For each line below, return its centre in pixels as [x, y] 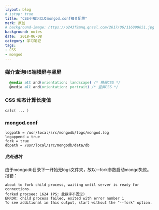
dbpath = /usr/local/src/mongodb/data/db [47, 145]
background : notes [23, 32]
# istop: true [19, 14]
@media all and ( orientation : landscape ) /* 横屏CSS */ [65, 83]
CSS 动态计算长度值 [28, 100]
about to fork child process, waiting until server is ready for [72, 185]
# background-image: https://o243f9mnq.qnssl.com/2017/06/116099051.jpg [80, 28]
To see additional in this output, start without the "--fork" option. [79, 203]
